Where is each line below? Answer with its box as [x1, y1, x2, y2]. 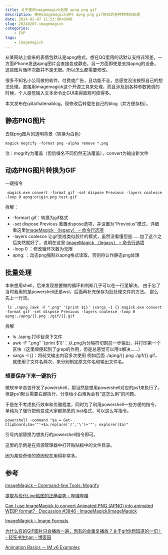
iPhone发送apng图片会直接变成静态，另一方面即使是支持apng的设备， [13, 60, 159, 66]
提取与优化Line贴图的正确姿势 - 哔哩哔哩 [5, 493, 89, 499]
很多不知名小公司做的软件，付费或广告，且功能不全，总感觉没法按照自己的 [5, 77, 158, 83]
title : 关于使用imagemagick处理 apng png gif [5, 7, 97, 12]
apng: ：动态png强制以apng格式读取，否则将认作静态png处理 [12, 252, 140, 258]
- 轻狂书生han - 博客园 [5, 534, 51, 540]
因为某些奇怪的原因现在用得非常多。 [5, 453, 80, 459]
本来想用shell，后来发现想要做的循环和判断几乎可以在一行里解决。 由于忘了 [5, 282, 161, 288]
